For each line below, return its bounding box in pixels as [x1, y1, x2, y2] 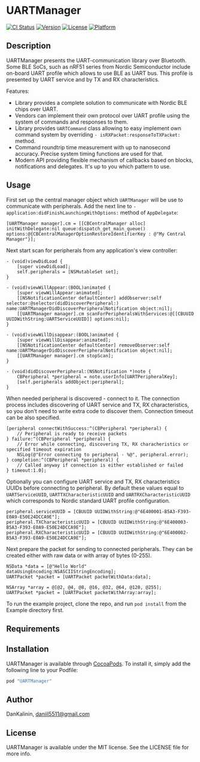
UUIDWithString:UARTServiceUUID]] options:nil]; [6, 316, 130, 322]
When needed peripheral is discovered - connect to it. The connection [6, 394, 180, 402]
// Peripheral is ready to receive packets [17, 430, 128, 436]
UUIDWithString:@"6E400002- [119, 529, 189, 535]
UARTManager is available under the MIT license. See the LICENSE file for [6, 744, 189, 751]
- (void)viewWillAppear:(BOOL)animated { [6, 284, 111, 291]
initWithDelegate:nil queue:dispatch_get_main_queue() [6, 225, 146, 231]
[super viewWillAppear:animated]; [17, 290, 103, 296]
